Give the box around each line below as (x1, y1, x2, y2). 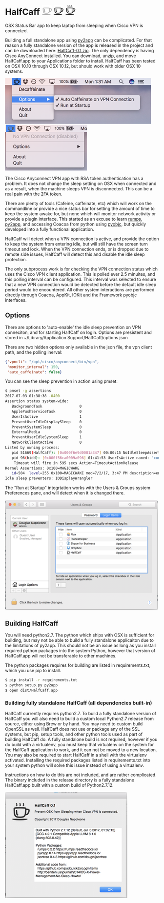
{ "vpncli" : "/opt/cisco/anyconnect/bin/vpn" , (5, 359, 99, 364)
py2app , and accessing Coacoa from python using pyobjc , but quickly (5, 221, 146, 227)
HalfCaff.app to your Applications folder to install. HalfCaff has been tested (5, 58, 156, 63)
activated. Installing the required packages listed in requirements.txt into (5, 757, 150, 763)
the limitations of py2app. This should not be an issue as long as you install (5, 642, 156, 649)
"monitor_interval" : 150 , (7, 364, 60, 369)
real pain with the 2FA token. (5, 191, 62, 197)
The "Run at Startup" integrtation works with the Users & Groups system (5, 485, 150, 491)
